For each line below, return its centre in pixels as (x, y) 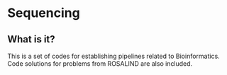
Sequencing (44, 13)
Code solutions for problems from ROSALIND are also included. (100, 64)
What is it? (31, 39)
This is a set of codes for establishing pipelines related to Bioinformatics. (113, 56)
